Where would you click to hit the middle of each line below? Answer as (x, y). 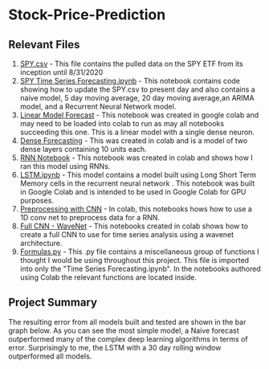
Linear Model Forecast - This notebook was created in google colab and (139, 115)
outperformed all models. (50, 356)
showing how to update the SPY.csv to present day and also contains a (137, 89)
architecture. (41, 243)
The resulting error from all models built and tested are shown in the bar (127, 322)
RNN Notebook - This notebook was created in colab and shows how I (136, 158)
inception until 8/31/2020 (61, 72)
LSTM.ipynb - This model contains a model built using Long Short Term (138, 175)
